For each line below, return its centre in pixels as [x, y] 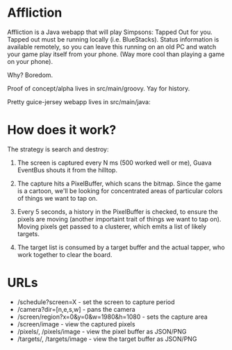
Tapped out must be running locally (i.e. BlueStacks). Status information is [113, 39]
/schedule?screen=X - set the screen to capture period [96, 302]
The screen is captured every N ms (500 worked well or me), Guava [114, 162]
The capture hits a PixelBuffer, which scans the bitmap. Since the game [119, 183]
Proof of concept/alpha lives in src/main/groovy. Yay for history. [99, 88]
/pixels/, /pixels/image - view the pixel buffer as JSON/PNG [102, 331]
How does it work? [62, 130]
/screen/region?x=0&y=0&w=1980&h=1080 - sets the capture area [113, 317]
